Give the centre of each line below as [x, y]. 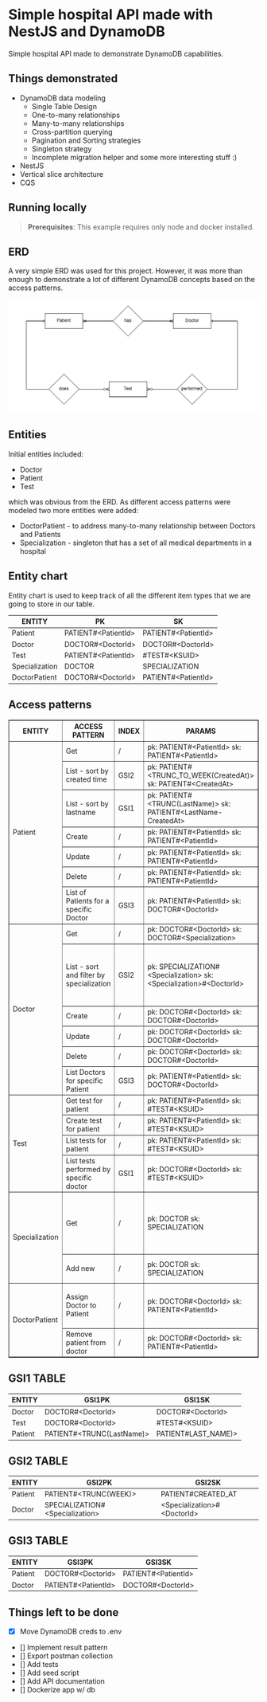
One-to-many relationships [76, 115]
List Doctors [85, 1072]
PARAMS [201, 731]
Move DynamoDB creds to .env [71, 1632]
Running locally [48, 208]
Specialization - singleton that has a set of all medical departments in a [136, 543]
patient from [86, 1342]
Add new [80, 1269]
